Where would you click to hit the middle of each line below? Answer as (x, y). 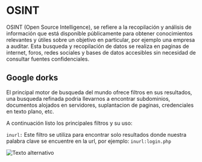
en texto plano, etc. (30, 111)
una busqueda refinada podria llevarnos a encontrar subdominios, (88, 98)
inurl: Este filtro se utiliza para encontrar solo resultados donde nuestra (96, 134)
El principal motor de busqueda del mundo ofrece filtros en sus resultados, (99, 92)
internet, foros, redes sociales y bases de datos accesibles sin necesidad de (101, 52)
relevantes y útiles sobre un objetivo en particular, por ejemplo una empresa (101, 40)
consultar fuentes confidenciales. (48, 59)
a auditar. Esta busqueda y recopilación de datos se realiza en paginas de (98, 46)
